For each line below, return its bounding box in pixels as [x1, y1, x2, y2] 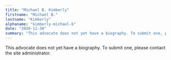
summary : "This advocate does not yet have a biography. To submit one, [5, 31, 163, 36]
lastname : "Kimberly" [5, 17, 51, 22]
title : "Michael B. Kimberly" [5, 7, 70, 13]
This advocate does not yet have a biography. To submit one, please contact [5, 45, 166, 50]
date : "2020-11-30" [5, 26, 47, 31]
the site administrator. [5, 50, 51, 56]
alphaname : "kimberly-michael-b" [5, 21, 76, 27]
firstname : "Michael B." [5, 12, 58, 17]
